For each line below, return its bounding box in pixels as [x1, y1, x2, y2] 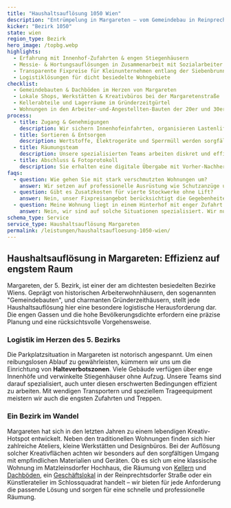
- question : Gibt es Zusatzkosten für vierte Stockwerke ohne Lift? [13, 189, 214, 196]
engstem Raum [7, 263, 74, 275]
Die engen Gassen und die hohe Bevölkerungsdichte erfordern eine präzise [7, 310, 221, 319]
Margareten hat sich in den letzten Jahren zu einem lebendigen [7, 427, 187, 435]
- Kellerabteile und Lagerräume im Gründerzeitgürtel [13, 100, 170, 106]
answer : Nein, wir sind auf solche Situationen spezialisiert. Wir [19, 208, 217, 215]
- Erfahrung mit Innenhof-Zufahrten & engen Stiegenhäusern [13, 55, 189, 62]
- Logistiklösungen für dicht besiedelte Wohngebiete [13, 73, 170, 81]
